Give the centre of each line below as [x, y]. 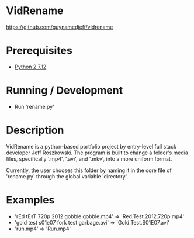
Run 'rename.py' [34, 106]
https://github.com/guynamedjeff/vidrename [60, 27]
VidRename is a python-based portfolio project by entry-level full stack [91, 146]
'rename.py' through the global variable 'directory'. [67, 176]
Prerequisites [39, 51]
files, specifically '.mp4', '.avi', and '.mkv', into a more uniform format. [89, 158]
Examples [30, 200]
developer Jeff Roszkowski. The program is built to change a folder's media [97, 153]
